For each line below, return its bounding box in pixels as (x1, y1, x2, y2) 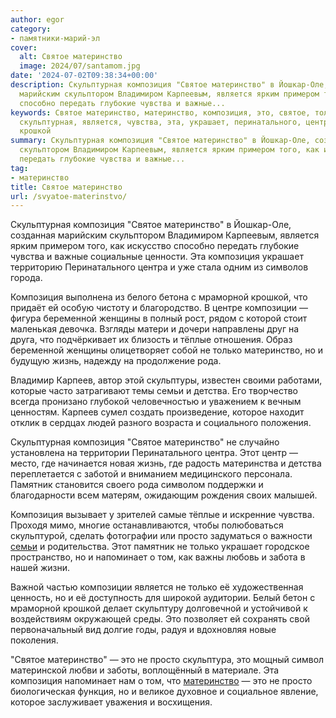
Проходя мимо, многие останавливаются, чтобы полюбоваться (10, 519, 284, 531)
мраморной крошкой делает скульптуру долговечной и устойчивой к (10, 602, 308, 615)
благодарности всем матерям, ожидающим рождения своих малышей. (10, 489, 318, 501)
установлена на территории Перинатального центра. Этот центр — (10, 447, 299, 459)
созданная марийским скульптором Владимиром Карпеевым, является (10, 229, 320, 241)
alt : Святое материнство (19, 52, 123, 62)
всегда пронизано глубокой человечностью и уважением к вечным (10, 396, 302, 408)
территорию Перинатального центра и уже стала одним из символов (10, 261, 309, 273)
